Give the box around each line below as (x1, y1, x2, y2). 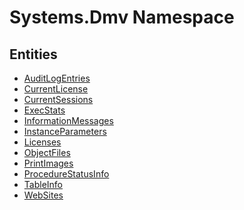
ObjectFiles (23, 147, 71, 158)
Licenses (23, 136, 62, 148)
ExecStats (23, 104, 66, 116)
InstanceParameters (23, 126, 107, 137)
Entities (9, 46, 58, 63)
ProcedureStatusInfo (23, 168, 110, 180)
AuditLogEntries (23, 72, 91, 84)
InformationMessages (23, 115, 114, 126)
